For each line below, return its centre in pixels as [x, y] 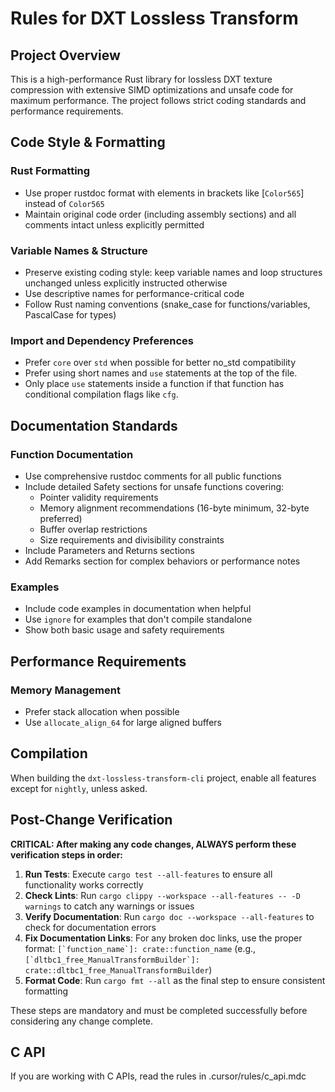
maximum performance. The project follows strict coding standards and [158, 100]
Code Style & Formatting [88, 142]
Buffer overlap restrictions [93, 529]
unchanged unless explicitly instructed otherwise [126, 283]
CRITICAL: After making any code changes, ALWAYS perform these [153, 844]
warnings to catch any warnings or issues [109, 906]
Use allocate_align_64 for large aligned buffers [123, 722]
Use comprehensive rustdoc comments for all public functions [153, 476]
